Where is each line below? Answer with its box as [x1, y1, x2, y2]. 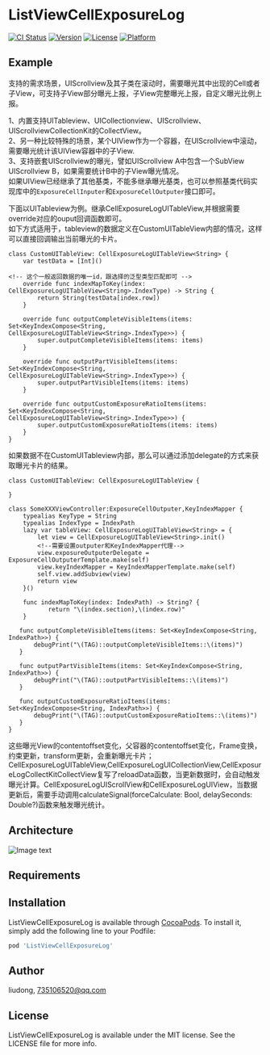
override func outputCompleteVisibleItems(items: [23, 315, 193, 323]
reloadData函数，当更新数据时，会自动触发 [118, 769, 260, 779]
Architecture [8, 824, 74, 838]
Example [8, 56, 53, 69]
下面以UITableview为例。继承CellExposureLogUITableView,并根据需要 [8, 204, 240, 213]
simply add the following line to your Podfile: [8, 926, 156, 935]
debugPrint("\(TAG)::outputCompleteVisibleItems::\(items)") [33, 641, 243, 649]
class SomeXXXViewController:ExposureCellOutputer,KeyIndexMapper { [8, 505, 243, 513]
